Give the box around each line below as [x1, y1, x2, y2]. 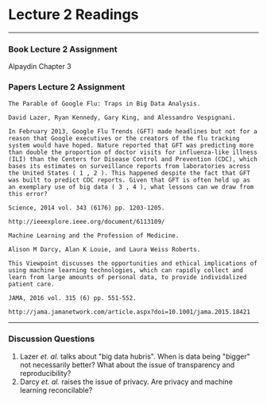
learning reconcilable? [19, 385, 93, 394]
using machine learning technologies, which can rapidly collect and [8, 266, 244, 274]
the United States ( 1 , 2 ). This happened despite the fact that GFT [8, 169, 250, 177]
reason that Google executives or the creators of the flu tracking [8, 134, 240, 142]
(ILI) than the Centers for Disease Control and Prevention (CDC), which [8, 155, 258, 163]
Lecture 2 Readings [8, 6, 139, 24]
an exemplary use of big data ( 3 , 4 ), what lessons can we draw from [8, 182, 254, 191]
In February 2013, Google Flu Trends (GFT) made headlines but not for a [8, 127, 258, 136]
